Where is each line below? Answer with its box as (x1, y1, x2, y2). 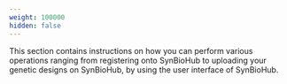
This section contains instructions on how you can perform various (9, 45, 253, 56)
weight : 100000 (9, 12, 66, 22)
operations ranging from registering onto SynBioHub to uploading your (9, 55, 268, 65)
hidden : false (9, 21, 62, 30)
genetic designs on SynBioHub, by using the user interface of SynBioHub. (9, 64, 279, 75)
